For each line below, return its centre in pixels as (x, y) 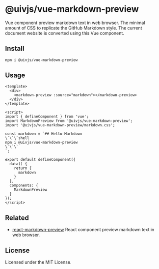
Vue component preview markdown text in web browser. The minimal (75, 23)
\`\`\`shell (17, 138)
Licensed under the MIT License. (38, 262)
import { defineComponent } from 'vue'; (47, 117)
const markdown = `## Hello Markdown (44, 134)
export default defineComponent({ (40, 160)
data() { (18, 164)
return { (23, 168)
